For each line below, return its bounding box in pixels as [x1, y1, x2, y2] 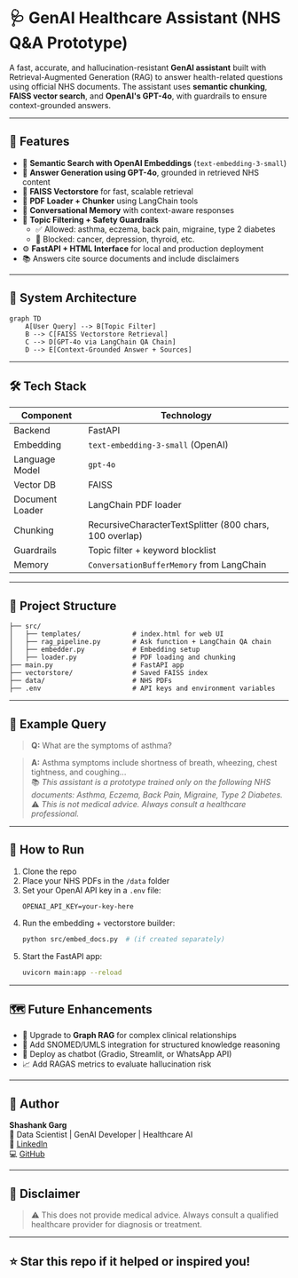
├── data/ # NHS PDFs [9, 677, 173, 686]
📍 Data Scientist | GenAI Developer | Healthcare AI [9, 1130, 193, 1140]
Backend [13, 425, 51, 437]
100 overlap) [88, 530, 144, 543]
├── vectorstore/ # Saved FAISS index [9, 669, 208, 678]
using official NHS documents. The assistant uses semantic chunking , [9, 81, 268, 91]
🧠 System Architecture [9, 290, 137, 306]
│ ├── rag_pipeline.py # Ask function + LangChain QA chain [9, 638, 272, 647]
